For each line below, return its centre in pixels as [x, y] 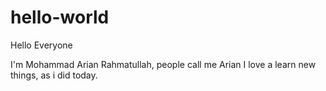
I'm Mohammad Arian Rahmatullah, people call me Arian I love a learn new [163, 64]
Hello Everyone [41, 45]
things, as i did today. [54, 75]
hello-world [60, 17]
